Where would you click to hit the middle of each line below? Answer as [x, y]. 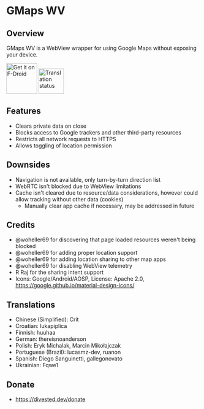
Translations [31, 305]
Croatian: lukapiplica [41, 326]
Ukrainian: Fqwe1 [37, 365]
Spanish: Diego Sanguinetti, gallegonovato [69, 359]
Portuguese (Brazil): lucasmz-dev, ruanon [68, 352]
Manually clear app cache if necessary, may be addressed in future [109, 206]
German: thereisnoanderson [51, 339]
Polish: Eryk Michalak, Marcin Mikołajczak [68, 346]
